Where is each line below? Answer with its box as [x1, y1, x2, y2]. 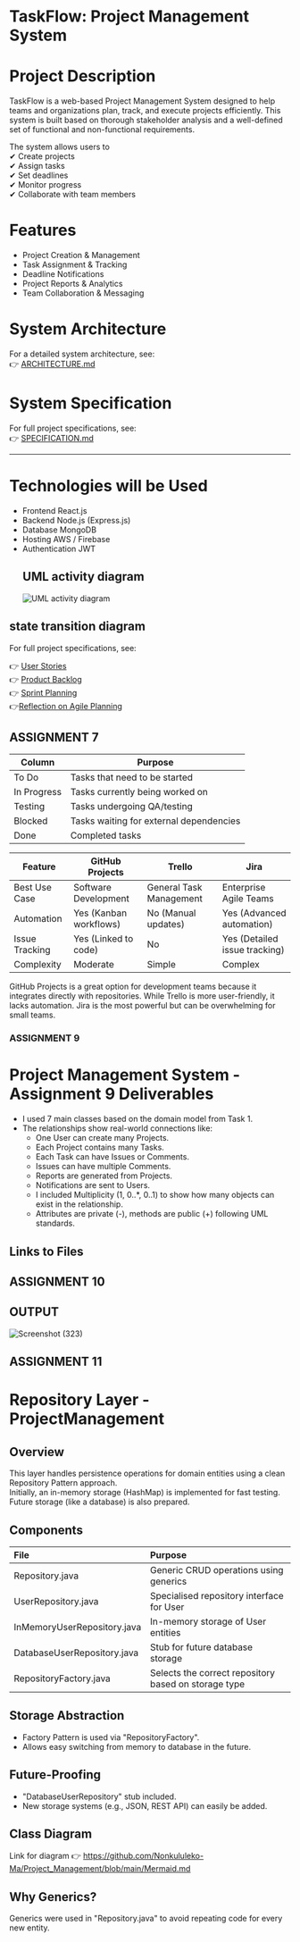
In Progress [13, 786, 62, 799]
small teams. [9, 1009, 56, 1020]
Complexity [13, 958, 62, 971]
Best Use [13, 882, 52, 894]
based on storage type [150, 1678, 246, 1690]
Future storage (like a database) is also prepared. [9, 1496, 190, 1507]
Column [21, 757, 55, 769]
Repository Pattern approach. [9, 1477, 118, 1488]
